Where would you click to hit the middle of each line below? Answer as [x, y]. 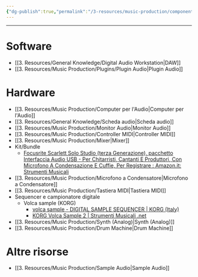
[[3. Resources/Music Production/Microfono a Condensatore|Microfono [101, 178]
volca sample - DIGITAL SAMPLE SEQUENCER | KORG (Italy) [106, 209]
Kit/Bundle [27, 146]
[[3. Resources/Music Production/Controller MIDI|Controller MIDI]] [95, 134]
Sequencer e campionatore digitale [57, 197]
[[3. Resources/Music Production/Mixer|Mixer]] [72, 140]
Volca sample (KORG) [50, 203]
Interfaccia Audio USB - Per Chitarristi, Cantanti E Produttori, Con [103, 159]
